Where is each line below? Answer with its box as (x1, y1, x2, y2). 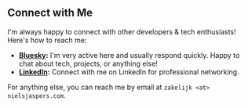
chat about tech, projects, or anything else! (18, 59, 159, 68)
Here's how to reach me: (7, 35, 87, 45)
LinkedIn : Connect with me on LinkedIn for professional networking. (18, 67, 240, 77)
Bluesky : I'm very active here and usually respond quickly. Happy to (18, 50, 240, 59)
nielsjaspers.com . (7, 90, 66, 100)
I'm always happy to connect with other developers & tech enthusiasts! (7, 27, 236, 36)
